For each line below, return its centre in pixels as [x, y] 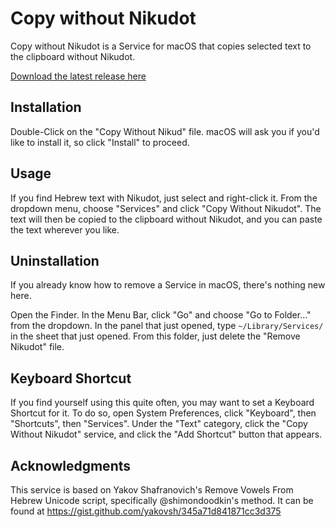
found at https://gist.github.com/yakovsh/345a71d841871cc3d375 [146, 511]
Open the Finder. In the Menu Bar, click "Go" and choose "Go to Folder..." [161, 315]
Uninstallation [55, 260]
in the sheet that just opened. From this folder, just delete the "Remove [155, 336]
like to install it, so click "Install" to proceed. [100, 142]
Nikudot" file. [37, 347]
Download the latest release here [78, 76]
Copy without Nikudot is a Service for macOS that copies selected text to [161, 46]
